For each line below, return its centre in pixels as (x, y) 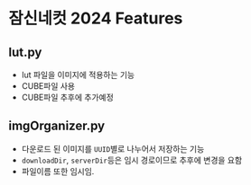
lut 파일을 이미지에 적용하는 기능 (78, 75)
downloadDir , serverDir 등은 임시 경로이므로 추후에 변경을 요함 (132, 160)
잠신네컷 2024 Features (96, 18)
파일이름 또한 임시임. (58, 171)
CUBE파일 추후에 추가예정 (67, 97)
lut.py (25, 52)
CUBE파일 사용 (48, 86)
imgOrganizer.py (57, 126)
